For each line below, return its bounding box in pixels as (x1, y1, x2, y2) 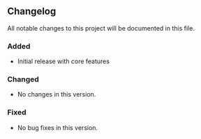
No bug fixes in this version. (17, 123, 98, 131)
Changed (7, 74, 40, 84)
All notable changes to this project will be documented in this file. (7, 24, 195, 32)
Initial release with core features (17, 57, 110, 65)
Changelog (7, 6, 57, 17)
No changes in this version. (17, 90, 96, 99)
